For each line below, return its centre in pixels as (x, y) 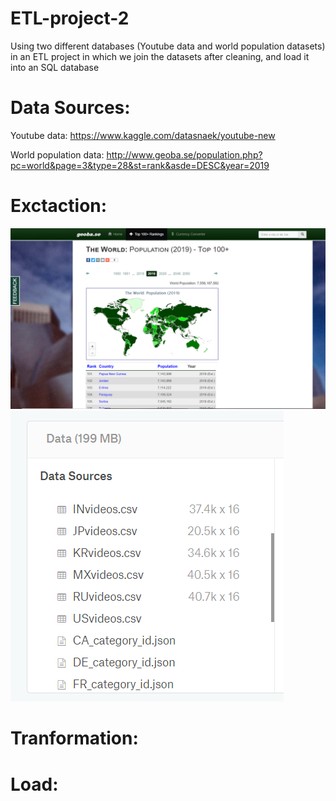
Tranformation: (74, 738)
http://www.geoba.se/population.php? (184, 154)
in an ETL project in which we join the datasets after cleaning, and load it (160, 56)
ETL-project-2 (70, 18)
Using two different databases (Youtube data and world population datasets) (168, 46)
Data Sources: (70, 108)
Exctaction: (59, 206)
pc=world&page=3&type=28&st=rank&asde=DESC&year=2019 (140, 165)
